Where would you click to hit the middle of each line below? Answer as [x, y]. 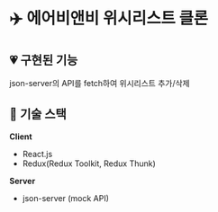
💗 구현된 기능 [44, 60]
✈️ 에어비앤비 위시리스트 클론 [109, 18]
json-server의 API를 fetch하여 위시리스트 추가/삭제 [100, 83]
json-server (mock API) [66, 198]
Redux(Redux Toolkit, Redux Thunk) [89, 163]
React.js [37, 154]
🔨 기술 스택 [38, 115]
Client [21, 137]
